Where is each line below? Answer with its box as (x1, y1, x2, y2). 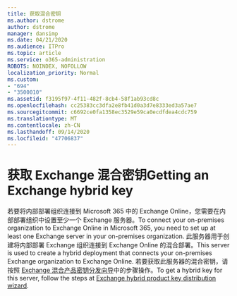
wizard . (7, 281, 30, 290)
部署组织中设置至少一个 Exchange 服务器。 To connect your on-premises (13, 216, 224, 224)
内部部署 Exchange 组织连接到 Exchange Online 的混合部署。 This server (19, 241, 230, 249)
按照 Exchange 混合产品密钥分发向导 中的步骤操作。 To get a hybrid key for (7, 266, 223, 275)
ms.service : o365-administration (7, 56, 106, 63)
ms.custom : (7, 75, 39, 83)
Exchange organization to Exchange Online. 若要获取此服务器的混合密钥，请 (7, 257, 229, 266)
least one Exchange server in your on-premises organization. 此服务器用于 (7, 232, 224, 240)
